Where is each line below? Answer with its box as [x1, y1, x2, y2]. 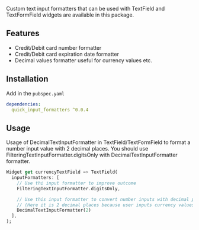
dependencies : [6, 101, 41, 107]
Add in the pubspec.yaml [6, 90, 65, 97]
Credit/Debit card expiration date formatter [14, 50, 120, 57]
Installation [6, 74, 49, 84]
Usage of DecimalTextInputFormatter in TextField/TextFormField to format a [6, 139, 191, 146]
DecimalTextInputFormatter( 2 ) [17, 207, 92, 213]
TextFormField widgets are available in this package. [6, 11, 134, 18]
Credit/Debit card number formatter [14, 44, 102, 51]
